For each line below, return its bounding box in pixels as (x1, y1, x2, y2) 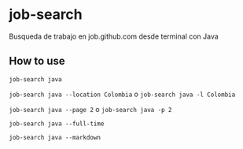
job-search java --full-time (9, 120, 105, 128)
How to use (9, 54, 65, 68)
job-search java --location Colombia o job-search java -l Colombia (9, 89, 236, 99)
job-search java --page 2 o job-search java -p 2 (9, 104, 172, 114)
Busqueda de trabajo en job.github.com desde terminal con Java (9, 32, 219, 41)
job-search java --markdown (9, 133, 101, 141)
